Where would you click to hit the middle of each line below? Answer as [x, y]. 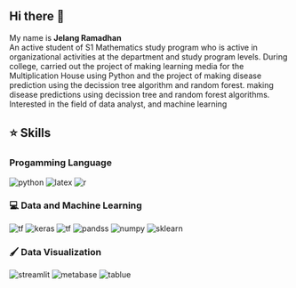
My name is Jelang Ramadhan [65, 37]
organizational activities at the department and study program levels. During [148, 56]
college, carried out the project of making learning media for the [127, 66]
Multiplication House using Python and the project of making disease [136, 76]
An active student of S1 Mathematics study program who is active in [133, 47]
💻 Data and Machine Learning [76, 205]
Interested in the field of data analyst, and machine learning [118, 104]
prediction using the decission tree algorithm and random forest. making [141, 84]
